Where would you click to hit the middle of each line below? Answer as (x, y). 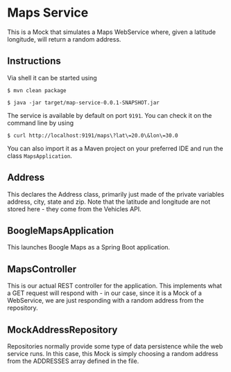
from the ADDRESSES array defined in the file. (73, 361)
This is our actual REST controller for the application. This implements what (114, 286)
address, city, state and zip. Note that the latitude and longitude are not (109, 202)
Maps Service (48, 13)
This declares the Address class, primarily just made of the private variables (116, 194)
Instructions (34, 61)
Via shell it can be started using (52, 78)
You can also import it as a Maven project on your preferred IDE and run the (115, 148)
